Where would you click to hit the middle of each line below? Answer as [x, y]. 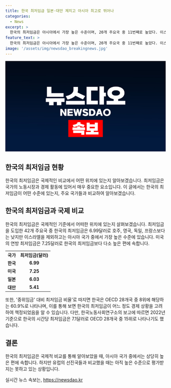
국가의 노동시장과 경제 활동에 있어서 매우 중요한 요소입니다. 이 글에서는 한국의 [82, 187]
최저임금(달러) [34, 255]
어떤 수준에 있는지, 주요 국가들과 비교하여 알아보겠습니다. [79, 193]
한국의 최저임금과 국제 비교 [45, 211]
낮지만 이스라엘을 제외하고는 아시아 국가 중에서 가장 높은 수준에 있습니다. [82, 237]
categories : [18, 16]
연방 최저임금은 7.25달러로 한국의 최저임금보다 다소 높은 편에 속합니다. [80, 243]
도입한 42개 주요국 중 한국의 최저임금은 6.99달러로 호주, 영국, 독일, [77, 231]
